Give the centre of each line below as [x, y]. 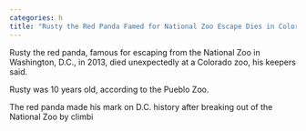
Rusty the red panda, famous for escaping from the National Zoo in [135, 52]
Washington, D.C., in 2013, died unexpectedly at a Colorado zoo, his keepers [153, 62]
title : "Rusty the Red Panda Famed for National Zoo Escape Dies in [142, 26]
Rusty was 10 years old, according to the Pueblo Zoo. [109, 89]
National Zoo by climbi [51, 116]
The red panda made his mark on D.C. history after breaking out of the [141, 106]
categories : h [36, 18]
